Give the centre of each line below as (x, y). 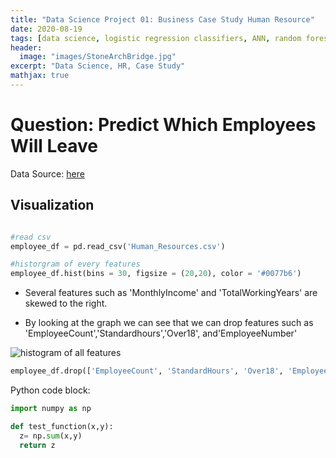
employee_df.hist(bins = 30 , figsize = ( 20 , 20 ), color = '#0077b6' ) (156, 274)
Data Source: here (47, 173)
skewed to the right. (66, 303)
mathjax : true (40, 76)
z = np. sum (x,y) (51, 436)
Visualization (52, 205)
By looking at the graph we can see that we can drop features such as (169, 323)
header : (26, 47)
